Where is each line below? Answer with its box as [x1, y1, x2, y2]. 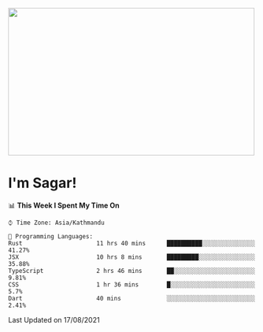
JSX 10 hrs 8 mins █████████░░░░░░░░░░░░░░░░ [8, 253, 256, 261]
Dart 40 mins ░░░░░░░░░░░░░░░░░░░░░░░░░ [8, 294, 256, 302]
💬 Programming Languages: [8, 232, 93, 240]
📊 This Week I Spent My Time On [8, 201, 120, 210]
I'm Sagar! [8, 174, 77, 192]
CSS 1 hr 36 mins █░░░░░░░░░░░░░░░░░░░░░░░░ [8, 280, 256, 289]
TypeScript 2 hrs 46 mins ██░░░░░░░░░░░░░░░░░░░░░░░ [8, 267, 256, 275]
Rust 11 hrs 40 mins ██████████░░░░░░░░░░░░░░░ [8, 239, 256, 247]
